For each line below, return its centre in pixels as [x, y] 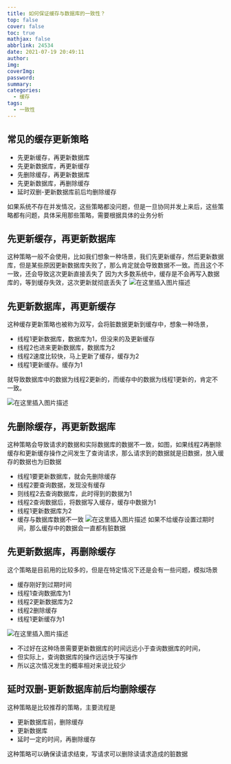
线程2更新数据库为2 [45, 601]
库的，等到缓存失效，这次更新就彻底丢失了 [67, 283]
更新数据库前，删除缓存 [50, 722]
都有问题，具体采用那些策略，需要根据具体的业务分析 [88, 215]
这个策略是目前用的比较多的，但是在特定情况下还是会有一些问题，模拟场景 [112, 570]
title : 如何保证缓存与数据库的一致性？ [56, 13]
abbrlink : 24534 [30, 46]
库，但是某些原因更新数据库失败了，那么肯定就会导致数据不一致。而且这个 [112, 265]
